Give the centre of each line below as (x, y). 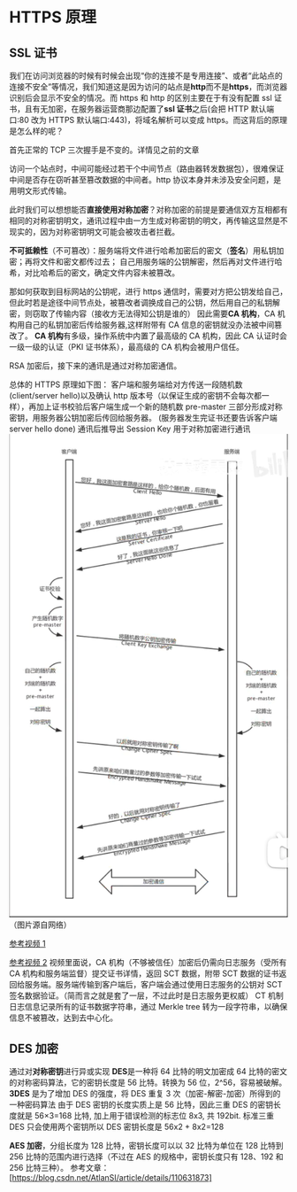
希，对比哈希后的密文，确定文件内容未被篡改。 (94, 273)
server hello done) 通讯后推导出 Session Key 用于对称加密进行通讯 (130, 429)
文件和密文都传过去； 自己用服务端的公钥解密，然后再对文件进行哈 (161, 262)
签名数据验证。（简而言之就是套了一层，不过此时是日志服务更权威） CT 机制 (147, 995)
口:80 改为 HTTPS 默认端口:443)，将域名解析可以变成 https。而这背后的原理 (148, 120)
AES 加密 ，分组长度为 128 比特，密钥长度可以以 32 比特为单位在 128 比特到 (147, 1146)
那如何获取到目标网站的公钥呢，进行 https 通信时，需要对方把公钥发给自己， (148, 291)
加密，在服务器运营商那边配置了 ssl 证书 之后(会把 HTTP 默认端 (161, 109)
